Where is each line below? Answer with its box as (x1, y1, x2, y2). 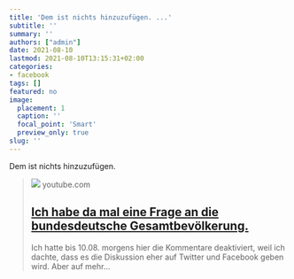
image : (9, 95, 34, 105)
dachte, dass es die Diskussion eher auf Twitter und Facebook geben (30, 252, 284, 262)
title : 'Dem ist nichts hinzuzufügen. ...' (9, 12, 173, 22)
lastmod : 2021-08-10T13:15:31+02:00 (9, 54, 144, 63)
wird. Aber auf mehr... (30, 260, 111, 271)
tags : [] (9, 79, 42, 88)
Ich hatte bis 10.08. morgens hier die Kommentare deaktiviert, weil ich (30, 242, 285, 252)
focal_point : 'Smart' (17, 120, 97, 129)
